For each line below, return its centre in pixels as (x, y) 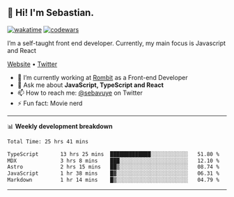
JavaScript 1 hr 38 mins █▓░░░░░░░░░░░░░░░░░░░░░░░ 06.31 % (113, 174)
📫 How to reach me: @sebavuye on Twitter (80, 93)
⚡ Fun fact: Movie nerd (50, 103)
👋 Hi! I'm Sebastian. (50, 13)
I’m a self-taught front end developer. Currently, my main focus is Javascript (117, 43)
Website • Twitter (32, 64)
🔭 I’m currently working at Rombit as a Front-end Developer (102, 77)
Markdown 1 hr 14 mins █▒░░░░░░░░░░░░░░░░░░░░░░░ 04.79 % (113, 180)
